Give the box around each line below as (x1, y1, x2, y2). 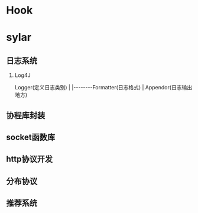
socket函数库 (6, 132, 55, 142)
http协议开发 (6, 154, 53, 164)
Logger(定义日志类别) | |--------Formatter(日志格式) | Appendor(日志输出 (14, 84, 193, 91)
